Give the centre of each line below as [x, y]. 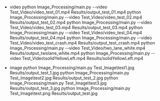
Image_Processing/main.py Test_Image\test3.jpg [58, 83]
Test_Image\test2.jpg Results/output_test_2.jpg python [64, 78]
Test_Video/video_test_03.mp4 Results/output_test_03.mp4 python [76, 28]
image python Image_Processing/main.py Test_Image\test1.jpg [72, 68]
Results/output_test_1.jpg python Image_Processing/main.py [69, 73]
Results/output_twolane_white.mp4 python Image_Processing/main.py [80, 53]
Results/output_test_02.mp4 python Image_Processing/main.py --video [81, 22]
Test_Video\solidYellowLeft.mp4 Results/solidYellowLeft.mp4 [83, 58]
